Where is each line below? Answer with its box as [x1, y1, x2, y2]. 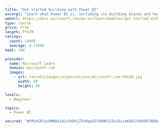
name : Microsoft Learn [9, 61, 55, 66]
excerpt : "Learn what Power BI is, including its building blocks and [5, 12, 151, 16]
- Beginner [9, 97, 32, 102]
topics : [5, 105, 21, 111]
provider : [5, 56, 25, 61]
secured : [5, 119, 23, 124]
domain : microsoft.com [9, 65, 55, 70]
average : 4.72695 [9, 43, 45, 48]
